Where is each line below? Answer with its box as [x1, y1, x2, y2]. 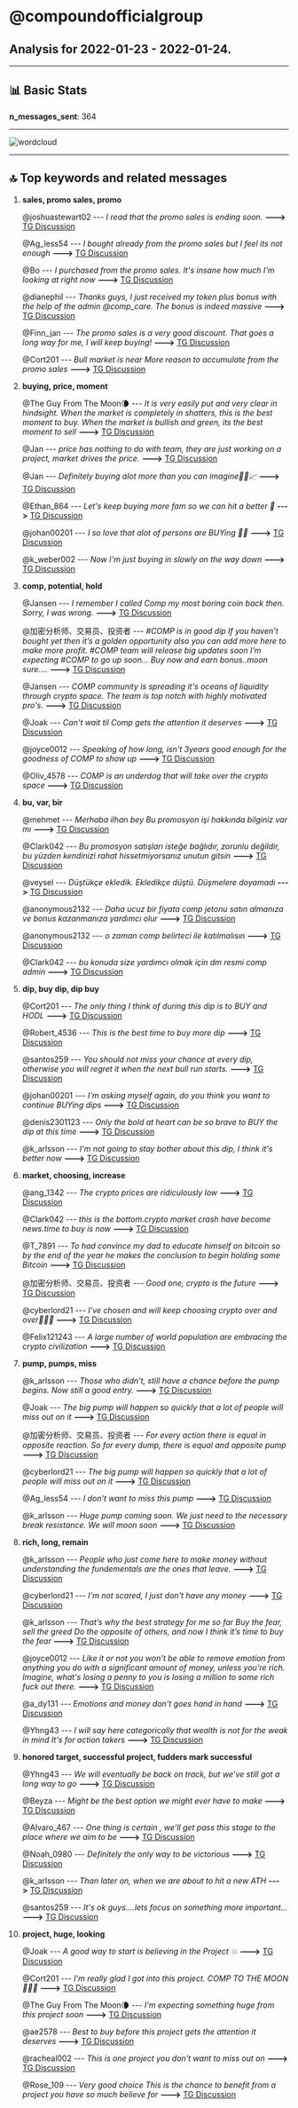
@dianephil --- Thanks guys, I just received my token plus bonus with [21, 291, 278, 302]
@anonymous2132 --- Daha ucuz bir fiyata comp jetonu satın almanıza [21, 903, 284, 914]
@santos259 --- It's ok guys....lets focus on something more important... [21, 1902, 288, 1913]
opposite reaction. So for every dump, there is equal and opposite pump [21, 1439, 286, 1450]
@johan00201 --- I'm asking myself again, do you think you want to [21, 1090, 271, 1100]
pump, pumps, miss [21, 1358, 98, 1368]
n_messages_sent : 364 [9, 111, 97, 122]
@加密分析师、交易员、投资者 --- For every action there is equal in [21, 1430, 267, 1440]
